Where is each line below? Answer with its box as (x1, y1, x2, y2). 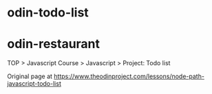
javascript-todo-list (7, 80, 62, 88)
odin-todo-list (7, 5, 89, 21)
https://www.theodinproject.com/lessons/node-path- (54, 72, 205, 80)
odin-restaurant (7, 36, 100, 52)
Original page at (7, 72, 53, 80)
